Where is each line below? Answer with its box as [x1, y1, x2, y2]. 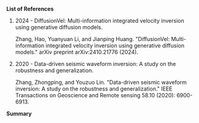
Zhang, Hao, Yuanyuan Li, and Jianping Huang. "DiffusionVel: [15, 35, 170, 42]
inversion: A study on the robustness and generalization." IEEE [15, 85, 173, 92]
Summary [6, 110, 32, 117]
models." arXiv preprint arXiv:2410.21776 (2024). [15, 48, 139, 56]
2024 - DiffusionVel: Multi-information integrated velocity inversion [15, 17, 185, 24]
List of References [6, 6, 54, 12]
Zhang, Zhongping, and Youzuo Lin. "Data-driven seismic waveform [15, 79, 187, 86]
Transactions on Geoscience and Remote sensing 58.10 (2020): [15, 92, 176, 99]
